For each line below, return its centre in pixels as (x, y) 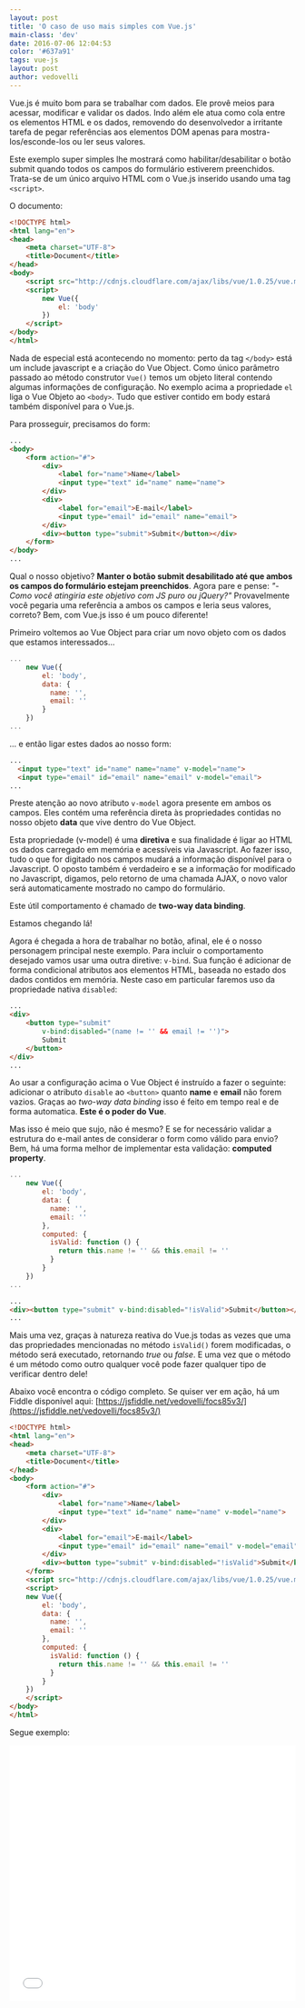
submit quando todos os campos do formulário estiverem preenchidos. (142, 168)
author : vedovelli (44, 77)
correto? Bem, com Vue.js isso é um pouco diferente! (109, 615)
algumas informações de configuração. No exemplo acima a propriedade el (151, 386)
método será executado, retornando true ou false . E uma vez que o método (150, 1354)
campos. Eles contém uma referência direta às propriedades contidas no (145, 813)
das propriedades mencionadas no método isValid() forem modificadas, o (150, 1345)
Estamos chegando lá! (51, 924)
